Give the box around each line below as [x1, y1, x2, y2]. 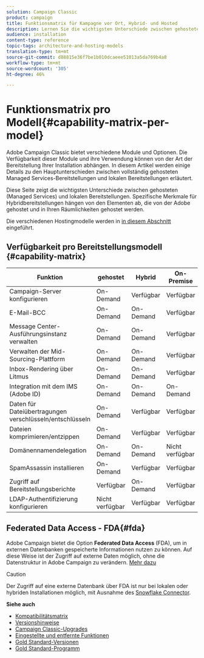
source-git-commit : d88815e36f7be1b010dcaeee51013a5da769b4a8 [6, 54, 167, 60]
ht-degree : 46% [6, 71, 45, 77]
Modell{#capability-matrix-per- [6, 116, 170, 130]
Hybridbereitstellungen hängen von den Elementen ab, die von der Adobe [6, 199, 191, 207]
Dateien [9, 425, 32, 433]
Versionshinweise [15, 618, 59, 626]
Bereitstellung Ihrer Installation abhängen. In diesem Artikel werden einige [6, 162, 191, 169]
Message [9, 322, 36, 331]
